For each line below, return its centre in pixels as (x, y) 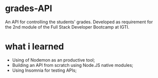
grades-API (29, 8)
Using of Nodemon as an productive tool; (53, 60)
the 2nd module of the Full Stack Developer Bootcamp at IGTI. (67, 27)
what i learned (35, 47)
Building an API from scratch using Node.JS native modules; (73, 65)
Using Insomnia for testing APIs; (44, 70)
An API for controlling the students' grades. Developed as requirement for (79, 22)
